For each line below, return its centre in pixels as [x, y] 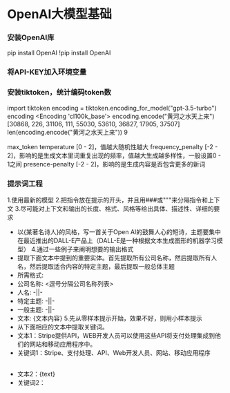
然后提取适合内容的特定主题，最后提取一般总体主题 [102, 266]
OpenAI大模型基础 [60, 14]
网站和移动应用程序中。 [63, 344]
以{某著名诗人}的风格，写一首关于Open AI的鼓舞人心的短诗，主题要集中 [119, 232]
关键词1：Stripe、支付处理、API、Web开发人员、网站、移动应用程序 [114, 353]
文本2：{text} [36, 374]
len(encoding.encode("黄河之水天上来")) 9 [67, 132]
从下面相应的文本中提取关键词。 [63, 327]
